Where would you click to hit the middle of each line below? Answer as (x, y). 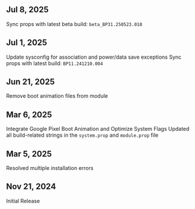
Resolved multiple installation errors (50, 168)
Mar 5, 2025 (29, 154)
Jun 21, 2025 (31, 82)
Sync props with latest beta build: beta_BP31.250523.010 (74, 24)
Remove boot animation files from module (57, 96)
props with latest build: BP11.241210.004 (55, 63)
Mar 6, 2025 (29, 115)
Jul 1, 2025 (27, 43)
